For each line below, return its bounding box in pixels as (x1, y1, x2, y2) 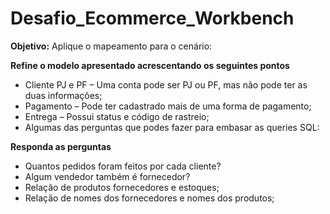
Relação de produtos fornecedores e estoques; (24, 181, 220, 193)
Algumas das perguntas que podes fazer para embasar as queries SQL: (24, 121, 320, 133)
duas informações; (24, 89, 103, 101)
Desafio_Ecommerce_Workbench (10, 7, 295, 30)
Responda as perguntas (10, 140, 112, 152)
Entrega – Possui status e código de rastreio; (24, 110, 210, 122)
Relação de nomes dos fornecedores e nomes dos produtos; (24, 192, 275, 204)
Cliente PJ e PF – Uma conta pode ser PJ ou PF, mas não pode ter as (24, 78, 308, 91)
